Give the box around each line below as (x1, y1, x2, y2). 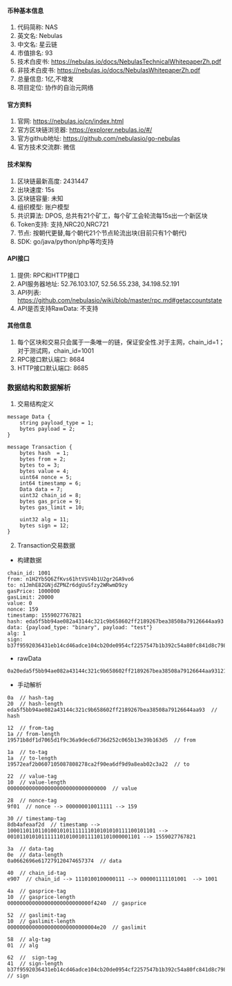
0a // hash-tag (7, 695, 54, 702)
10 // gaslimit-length (7, 918, 76, 925)
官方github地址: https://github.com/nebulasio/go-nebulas (17, 135, 181, 143)
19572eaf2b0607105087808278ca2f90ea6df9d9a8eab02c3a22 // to (7, 761, 190, 768)
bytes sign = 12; (19, 522, 70, 530)
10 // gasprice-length (7, 894, 76, 901)
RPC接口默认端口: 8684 (17, 356, 85, 364)
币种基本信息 (7, 6, 43, 14)
